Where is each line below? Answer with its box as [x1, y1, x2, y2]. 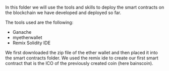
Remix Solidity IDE [12, 40, 51, 46]
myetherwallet [12, 35, 42, 40]
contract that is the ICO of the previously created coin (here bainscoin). [5, 60, 153, 66]
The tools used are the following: [5, 20, 74, 25]
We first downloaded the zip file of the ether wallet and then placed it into [5, 50, 158, 55]
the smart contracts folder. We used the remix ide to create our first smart [5, 55, 158, 61]
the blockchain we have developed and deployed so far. [5, 10, 122, 16]
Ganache [12, 29, 32, 35]
